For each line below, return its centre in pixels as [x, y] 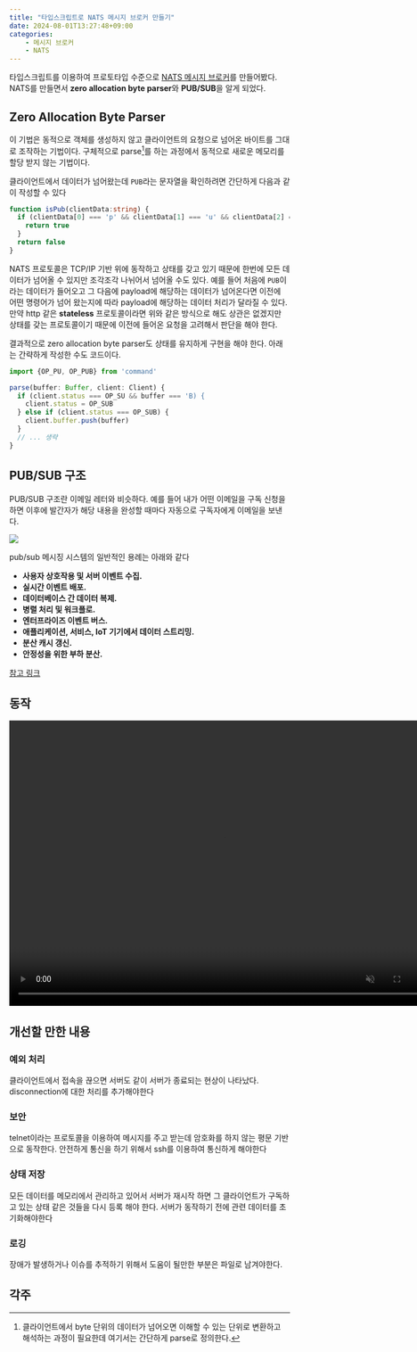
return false [41, 243]
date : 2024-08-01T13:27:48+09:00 [71, 26]
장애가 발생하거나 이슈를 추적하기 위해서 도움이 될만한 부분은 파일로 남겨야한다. [146, 1264]
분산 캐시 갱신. [47, 642]
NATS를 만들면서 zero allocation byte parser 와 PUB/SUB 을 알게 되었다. [138, 88]
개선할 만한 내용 [50, 1031]
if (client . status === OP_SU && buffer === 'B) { [111, 396]
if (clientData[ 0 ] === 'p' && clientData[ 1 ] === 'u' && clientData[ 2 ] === [159, 218]
